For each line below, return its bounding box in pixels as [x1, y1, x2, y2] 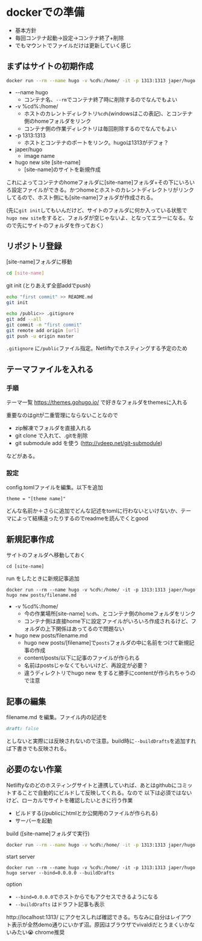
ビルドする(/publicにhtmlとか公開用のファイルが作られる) [14, 809, 158, 816]
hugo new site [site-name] [14, 158, 81, 166]
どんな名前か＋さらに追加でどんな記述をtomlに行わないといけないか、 [6, 507, 181, 515]
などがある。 [6, 452, 38, 460]
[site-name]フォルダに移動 [6, 258, 72, 265]
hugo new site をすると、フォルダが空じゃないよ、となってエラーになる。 [6, 214, 189, 221]
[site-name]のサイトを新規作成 [24, 166, 101, 173]
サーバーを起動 [14, 817, 52, 824]
